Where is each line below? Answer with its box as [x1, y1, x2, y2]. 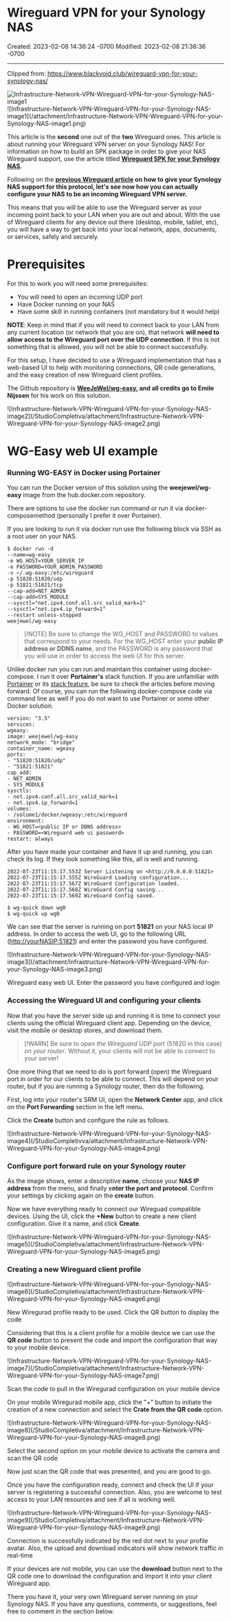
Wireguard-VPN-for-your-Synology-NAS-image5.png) [7, 1247, 160, 1255]
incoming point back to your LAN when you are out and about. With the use [7, 210, 221, 218]
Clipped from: [7, 69, 46, 77]
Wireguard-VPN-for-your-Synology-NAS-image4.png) [7, 1144, 161, 1152]
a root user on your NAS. [7, 532, 78, 541]
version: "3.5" [7, 715, 51, 722]
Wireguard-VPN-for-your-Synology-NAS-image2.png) [7, 419, 161, 428]
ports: [7, 751, 26, 758]
